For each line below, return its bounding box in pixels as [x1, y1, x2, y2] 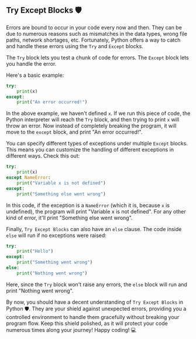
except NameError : [6, 175, 51, 181]
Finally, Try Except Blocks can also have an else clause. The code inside [6, 225, 182, 232]
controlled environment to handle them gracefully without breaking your [6, 313, 180, 320]
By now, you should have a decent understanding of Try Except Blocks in [6, 299, 183, 306]
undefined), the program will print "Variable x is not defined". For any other [6, 208, 186, 215]
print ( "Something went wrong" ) [16, 259, 93, 266]
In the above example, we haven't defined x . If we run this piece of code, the [6, 110, 191, 117]
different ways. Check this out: [6, 152, 80, 160]
